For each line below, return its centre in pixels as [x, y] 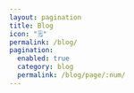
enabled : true [43, 58]
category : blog [46, 67]
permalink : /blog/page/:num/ [71, 75]
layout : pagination [46, 17]
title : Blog [31, 26]
